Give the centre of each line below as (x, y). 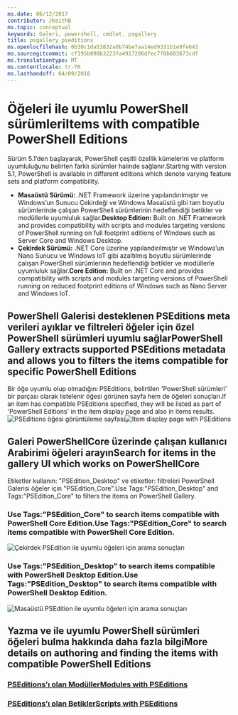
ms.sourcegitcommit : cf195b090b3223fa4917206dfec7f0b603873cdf (103, 54)
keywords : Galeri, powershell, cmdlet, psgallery (82, 34)
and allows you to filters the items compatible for (118, 360)
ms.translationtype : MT (43, 61)
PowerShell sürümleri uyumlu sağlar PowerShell (115, 338)
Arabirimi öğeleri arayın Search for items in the (112, 453)
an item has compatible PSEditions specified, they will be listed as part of (114, 404)
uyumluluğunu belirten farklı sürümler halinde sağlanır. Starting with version (117, 166)
